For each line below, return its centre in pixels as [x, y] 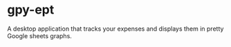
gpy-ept [31, 10]
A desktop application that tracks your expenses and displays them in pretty [115, 29]
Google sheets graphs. [40, 35]
